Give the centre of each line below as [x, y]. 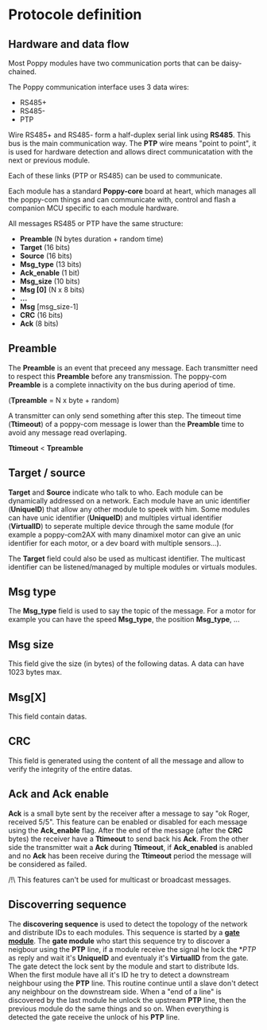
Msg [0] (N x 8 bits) [52, 290]
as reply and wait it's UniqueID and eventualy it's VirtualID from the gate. [128, 958]
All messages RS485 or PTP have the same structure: [96, 223]
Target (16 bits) [45, 247]
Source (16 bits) [46, 256]
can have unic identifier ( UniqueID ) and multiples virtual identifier [115, 517]
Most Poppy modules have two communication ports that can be [114, 63]
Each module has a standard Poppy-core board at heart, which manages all [132, 191]
